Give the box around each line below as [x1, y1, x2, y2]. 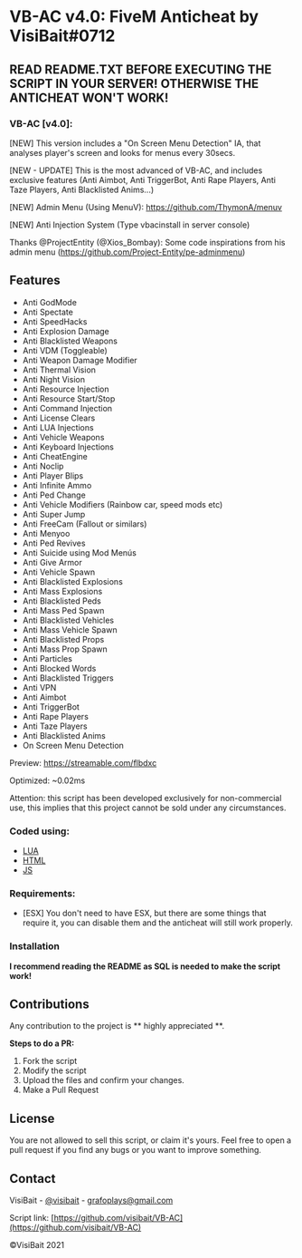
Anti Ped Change [22, 489, 86, 500]
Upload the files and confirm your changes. [22, 1075, 185, 1086]
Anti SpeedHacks [22, 315, 88, 327]
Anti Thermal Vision [22, 364, 97, 375]
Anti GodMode [22, 296, 77, 307]
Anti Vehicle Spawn [22, 566, 96, 577]
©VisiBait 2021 [9, 1240, 65, 1251]
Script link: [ [9, 1213, 54, 1224]
